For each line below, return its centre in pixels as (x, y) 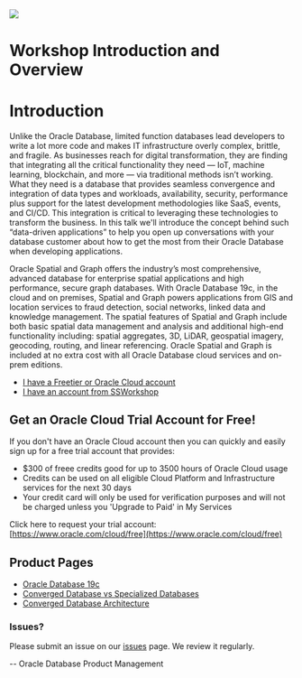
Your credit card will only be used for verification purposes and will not (154, 497)
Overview (46, 70)
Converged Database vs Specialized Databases (111, 594)
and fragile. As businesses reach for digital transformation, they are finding (149, 155)
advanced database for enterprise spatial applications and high (127, 278)
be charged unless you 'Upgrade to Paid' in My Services (127, 507)
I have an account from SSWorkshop (91, 391)
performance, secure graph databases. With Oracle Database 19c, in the (144, 288)
